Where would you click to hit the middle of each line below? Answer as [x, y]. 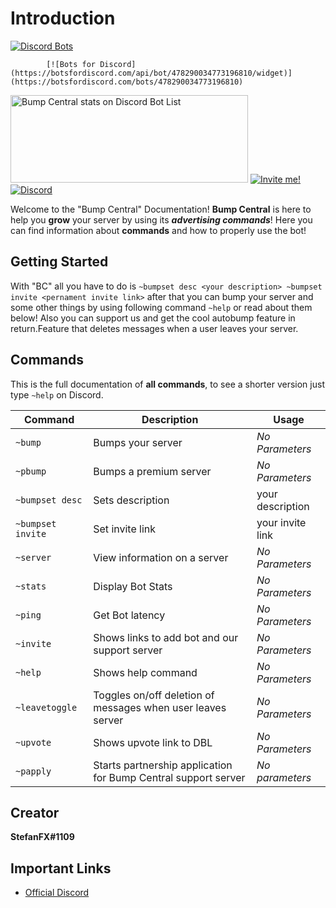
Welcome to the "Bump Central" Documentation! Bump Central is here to [161, 209]
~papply [33, 771]
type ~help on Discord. [57, 394]
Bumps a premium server [152, 471]
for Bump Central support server [169, 777]
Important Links [61, 868]
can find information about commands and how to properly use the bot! [158, 230]
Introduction [63, 18]
